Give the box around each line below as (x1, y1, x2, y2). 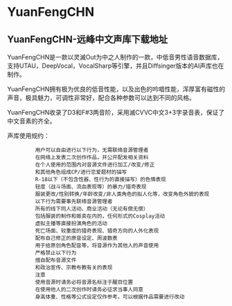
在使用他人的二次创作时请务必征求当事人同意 (35, 286, 144, 293)
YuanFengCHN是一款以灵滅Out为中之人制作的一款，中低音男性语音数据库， (7, 53, 224, 61)
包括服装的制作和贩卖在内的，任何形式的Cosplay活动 (35, 213, 166, 220)
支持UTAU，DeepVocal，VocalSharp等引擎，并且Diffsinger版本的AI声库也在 (7, 61, 224, 70)
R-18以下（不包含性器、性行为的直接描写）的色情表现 (35, 176, 166, 183)
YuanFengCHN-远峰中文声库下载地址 (7, 33, 168, 45)
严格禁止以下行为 (35, 249, 77, 256)
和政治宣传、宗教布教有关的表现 (35, 264, 113, 271)
